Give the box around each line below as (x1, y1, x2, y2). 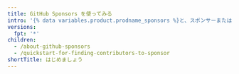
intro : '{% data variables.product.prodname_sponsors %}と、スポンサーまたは (7, 17, 233, 24)
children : (7, 37, 37, 44)
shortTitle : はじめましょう (7, 56, 83, 63)
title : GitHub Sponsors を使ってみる (7, 10, 112, 18)
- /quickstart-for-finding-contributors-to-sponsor (14, 50, 171, 57)
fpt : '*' (14, 30, 40, 37)
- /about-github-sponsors (14, 43, 91, 50)
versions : (7, 23, 37, 30)
